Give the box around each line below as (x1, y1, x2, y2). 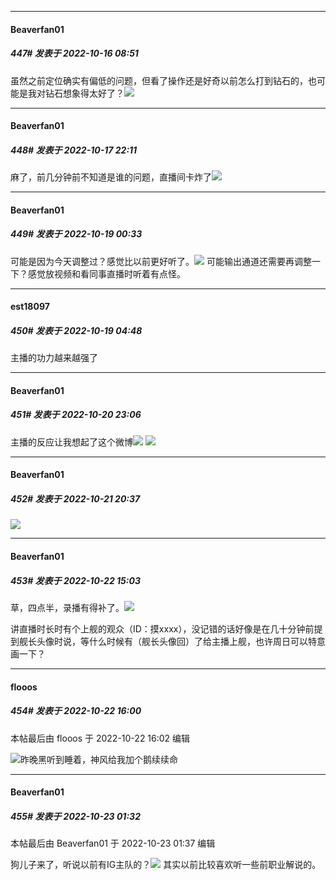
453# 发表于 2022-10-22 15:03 (10, 574, 141, 586)
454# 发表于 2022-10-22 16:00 (10, 705, 142, 717)
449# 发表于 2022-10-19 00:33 (10, 228, 143, 240)
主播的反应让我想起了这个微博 (10, 436, 133, 448)
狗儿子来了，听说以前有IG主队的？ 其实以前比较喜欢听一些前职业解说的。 (10, 859, 322, 871)
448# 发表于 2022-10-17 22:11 (10, 144, 138, 156)
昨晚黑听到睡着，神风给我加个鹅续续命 (20, 753, 178, 765)
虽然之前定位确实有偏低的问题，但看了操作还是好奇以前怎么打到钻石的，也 (10, 74, 317, 86)
